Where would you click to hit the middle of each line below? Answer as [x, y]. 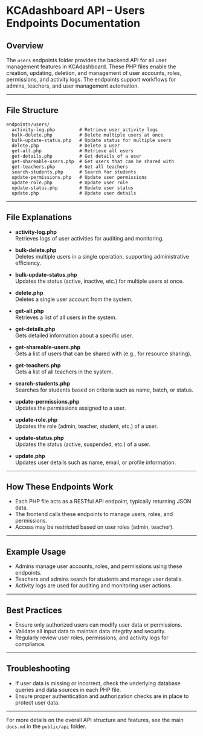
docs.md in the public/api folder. [46, 726]
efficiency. [28, 263]
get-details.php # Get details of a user [77, 156]
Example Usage [36, 551]
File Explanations [39, 217]
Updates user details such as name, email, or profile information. [95, 462]
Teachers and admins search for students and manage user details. [99, 579]
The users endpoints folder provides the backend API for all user [87, 60]
